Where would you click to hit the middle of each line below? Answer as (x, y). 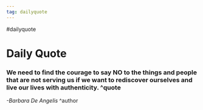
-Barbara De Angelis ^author (42, 101)
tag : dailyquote (27, 12)
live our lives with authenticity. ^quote (64, 87)
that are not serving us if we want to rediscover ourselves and (99, 80)
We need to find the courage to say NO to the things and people (102, 72)
